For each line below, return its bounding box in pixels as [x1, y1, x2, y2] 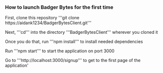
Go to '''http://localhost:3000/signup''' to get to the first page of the [5, 58, 141, 63]
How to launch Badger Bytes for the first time [5, 4, 114, 11]
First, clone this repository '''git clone [5, 15, 80, 21]
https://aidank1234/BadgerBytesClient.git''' [5, 20, 92, 26]
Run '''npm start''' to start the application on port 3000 [5, 48, 115, 54]
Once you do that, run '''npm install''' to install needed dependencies [5, 39, 143, 44]
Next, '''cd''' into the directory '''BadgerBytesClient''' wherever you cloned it [5, 29, 158, 35]
